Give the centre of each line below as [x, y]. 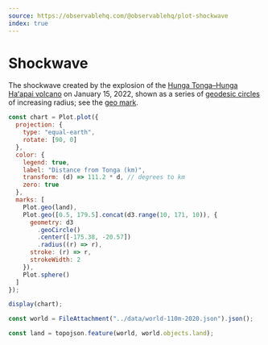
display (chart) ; [35, 304]
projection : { [39, 125]
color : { [30, 155]
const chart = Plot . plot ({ [54, 118]
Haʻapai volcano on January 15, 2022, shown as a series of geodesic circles [134, 94]
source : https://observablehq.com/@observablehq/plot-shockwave [118, 16]
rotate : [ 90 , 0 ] [50, 140]
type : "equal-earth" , [59, 133]
